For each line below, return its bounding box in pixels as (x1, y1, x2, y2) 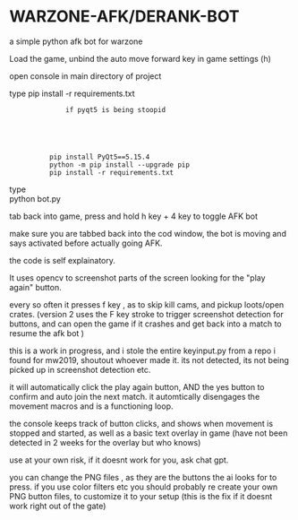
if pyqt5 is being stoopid (65, 105, 166, 114)
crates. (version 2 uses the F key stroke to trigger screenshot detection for (9, 308, 284, 319)
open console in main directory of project (9, 70, 162, 82)
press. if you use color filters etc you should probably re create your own (9, 481, 278, 492)
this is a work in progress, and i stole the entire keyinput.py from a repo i (9, 345, 276, 356)
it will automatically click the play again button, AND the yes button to (9, 381, 266, 392)
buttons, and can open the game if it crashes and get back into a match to (9, 318, 282, 329)
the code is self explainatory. (9, 255, 116, 265)
